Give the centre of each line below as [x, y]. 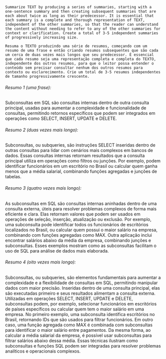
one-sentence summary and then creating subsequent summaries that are [81, 11]
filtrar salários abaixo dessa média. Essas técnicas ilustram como [72, 340]
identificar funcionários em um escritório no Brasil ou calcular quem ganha [81, 166]
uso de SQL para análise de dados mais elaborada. [57, 251]
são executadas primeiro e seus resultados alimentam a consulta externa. [80, 293]
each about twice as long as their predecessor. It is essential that [80, 16]
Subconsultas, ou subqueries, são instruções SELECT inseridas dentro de [80, 145]
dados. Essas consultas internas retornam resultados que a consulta [75, 155]
